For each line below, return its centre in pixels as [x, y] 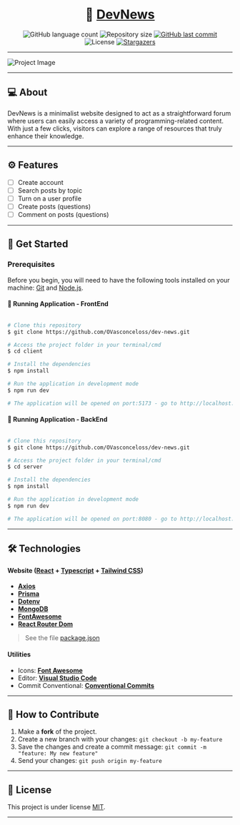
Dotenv [29, 602]
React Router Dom [45, 624]
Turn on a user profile [50, 198]
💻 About [27, 92]
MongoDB [33, 609]
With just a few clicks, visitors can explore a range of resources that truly [115, 128]
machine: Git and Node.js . [45, 288]
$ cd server [25, 467]
